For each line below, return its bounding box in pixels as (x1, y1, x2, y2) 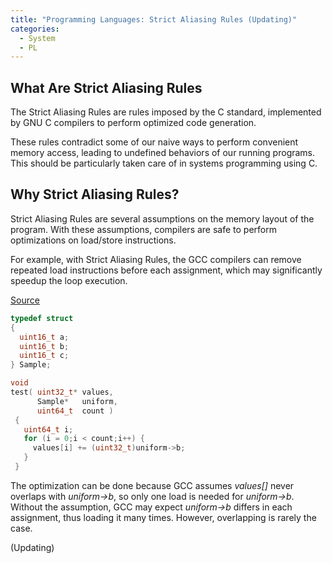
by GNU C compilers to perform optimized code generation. (10, 117, 257, 129)
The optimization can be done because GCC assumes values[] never (10, 479, 295, 491)
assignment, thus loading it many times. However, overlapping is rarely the (10, 511, 317, 523)
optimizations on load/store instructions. (10, 234, 177, 246)
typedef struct (10, 313, 74, 323)
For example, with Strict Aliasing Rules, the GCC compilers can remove (10, 253, 302, 265)
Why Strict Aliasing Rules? (10, 186, 180, 203)
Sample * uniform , (36, 396, 118, 406)
